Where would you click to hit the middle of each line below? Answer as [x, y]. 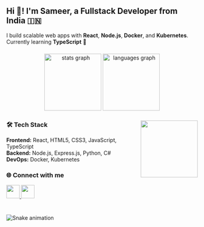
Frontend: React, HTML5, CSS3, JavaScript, [62, 140]
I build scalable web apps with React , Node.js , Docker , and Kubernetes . [97, 35]
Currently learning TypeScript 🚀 [46, 42]
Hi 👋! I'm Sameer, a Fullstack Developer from [92, 11]
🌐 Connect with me [35, 175]
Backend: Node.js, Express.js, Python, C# [59, 153]
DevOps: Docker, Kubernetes [43, 160]
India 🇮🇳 [24, 21]
